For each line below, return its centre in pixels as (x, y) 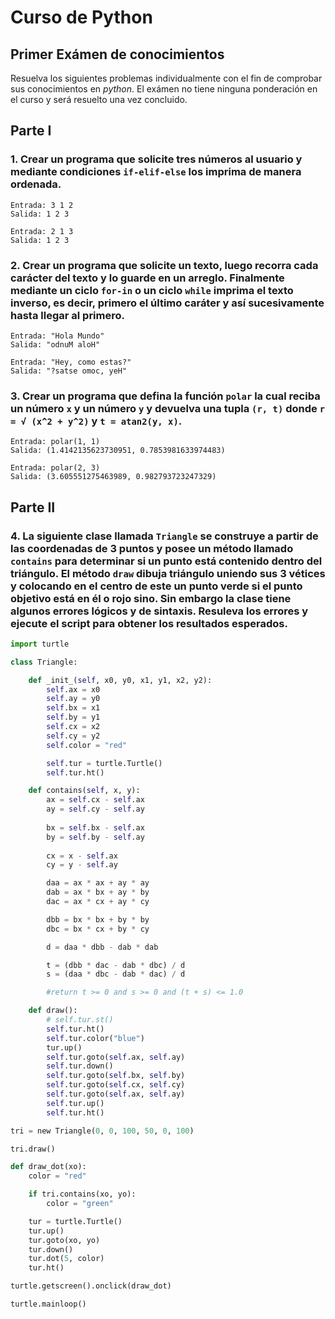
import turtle (40, 644)
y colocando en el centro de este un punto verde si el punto (156, 586)
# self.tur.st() (80, 1020)
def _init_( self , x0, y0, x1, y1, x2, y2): (120, 680)
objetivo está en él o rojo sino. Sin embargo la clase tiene (151, 598)
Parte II (33, 507)
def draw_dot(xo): (48, 1167)
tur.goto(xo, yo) (64, 1240)
